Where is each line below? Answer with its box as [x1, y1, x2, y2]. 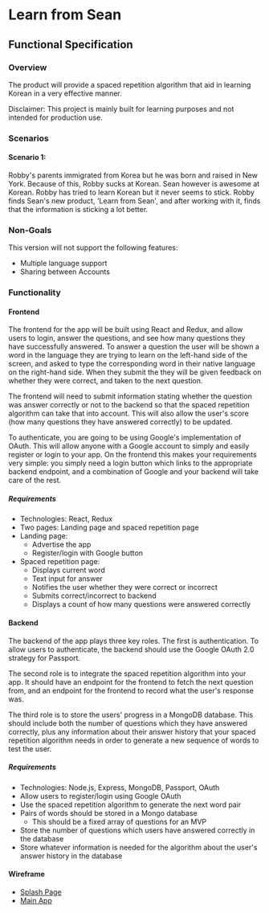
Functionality [8, 287, 62, 298]
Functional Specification [8, 38, 134, 51]
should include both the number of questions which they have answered [8, 718, 247, 728]
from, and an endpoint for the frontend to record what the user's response [8, 686, 255, 695]
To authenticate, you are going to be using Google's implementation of [8, 432, 242, 443]
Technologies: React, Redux [19, 514, 113, 524]
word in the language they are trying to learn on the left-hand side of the [8, 350, 247, 360]
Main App [19, 895, 52, 905]
